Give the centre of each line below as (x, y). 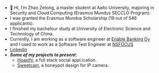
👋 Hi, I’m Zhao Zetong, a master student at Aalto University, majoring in (82, 8)
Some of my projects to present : (43, 55)
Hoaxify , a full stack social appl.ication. (57, 60)
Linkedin (19, 50)
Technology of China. (32, 34)
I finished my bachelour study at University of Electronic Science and (80, 29)
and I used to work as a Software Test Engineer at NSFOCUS (72, 44)
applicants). (22, 23)
